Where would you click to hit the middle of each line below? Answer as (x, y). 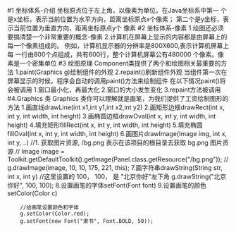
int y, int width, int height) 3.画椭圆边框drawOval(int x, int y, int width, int (112, 116)
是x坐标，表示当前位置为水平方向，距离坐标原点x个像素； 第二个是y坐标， (115, 19)
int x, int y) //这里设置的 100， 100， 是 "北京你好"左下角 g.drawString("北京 (117, 176)
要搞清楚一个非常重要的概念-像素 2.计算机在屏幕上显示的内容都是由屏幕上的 (117, 37)
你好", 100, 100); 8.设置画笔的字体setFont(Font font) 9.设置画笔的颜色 (107, 185)
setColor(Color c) (32, 193)
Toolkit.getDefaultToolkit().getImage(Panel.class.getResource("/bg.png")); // (118, 159)
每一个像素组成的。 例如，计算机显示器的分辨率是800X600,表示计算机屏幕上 (118, 45)
